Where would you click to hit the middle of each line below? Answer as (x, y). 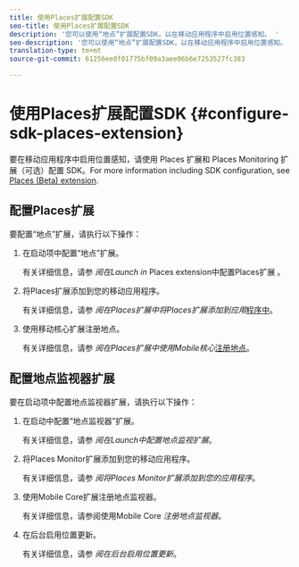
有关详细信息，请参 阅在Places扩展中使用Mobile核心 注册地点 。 (138, 347)
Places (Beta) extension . (54, 180)
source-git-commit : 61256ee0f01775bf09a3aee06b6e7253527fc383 (127, 59)
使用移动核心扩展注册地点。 (73, 329)
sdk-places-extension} (97, 133)
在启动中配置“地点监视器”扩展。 (81, 421)
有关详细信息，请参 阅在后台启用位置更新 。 (101, 554)
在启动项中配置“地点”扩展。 (73, 253)
